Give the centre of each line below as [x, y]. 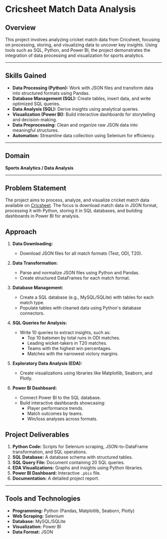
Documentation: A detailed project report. [56, 478]
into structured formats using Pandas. [51, 93]
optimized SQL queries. [36, 104]
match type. [32, 303]
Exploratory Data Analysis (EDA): [47, 363]
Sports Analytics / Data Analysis [39, 168]
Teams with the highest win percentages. [69, 349]
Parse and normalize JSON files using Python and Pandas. [80, 273]
